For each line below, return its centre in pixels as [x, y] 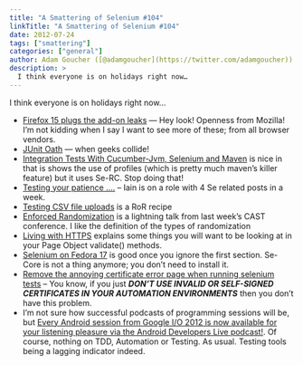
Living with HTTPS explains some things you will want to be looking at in [157, 235]
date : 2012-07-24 [42, 34]
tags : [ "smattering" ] [50, 43]
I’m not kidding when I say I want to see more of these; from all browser [156, 130]
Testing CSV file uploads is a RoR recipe [97, 207]
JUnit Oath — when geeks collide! [86, 149]
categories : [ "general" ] [56, 52]
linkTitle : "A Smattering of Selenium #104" [95, 26]
